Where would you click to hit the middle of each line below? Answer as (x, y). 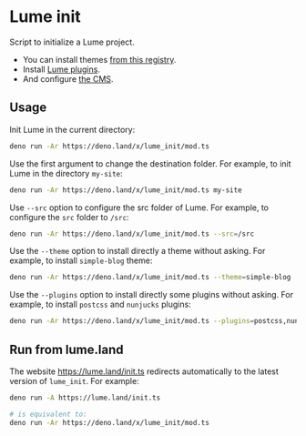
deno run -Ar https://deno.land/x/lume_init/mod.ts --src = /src (132, 234)
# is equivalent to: (49, 414)
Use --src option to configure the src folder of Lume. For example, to (139, 208)
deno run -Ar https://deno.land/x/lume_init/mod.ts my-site (126, 190)
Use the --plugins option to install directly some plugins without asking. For (152, 295)
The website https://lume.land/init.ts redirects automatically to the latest (144, 371)
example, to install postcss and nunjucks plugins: (100, 304)
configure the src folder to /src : (69, 217)
